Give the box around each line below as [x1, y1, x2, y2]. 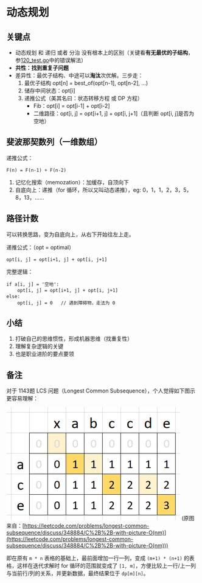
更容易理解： [6, 395, 38, 402]
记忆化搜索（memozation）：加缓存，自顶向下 [15, 178, 129, 186]
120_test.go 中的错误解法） [20, 57, 87, 64]
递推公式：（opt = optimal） [6, 243, 75, 251]
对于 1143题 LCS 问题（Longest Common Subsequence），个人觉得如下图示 [6, 387, 196, 394]
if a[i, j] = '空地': [6, 281, 60, 287]
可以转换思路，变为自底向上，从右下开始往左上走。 [6, 231, 134, 238]
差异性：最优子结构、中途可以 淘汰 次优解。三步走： [15, 72, 144, 79]
